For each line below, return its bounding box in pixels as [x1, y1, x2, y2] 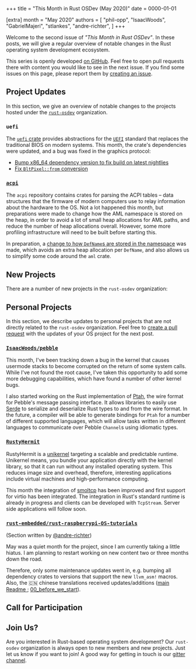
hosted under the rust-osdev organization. [6, 108, 108, 116]
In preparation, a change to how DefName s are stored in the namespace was [6, 240, 187, 248]
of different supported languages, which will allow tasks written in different [6, 418, 186, 425]
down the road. [6, 555, 43, 562]
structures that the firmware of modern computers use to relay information [6, 198, 185, 205]
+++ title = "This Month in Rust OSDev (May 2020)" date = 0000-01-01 [6, 5, 177, 12]
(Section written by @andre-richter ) [6, 531, 92, 538]
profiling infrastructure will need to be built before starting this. [6, 229, 157, 236]
